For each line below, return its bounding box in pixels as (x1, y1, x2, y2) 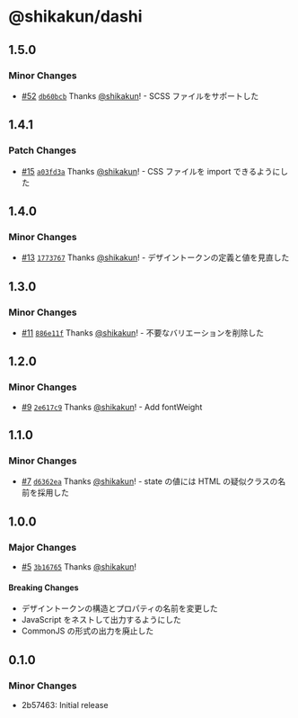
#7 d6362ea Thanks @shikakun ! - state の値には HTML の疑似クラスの (21, 476, 278, 487)
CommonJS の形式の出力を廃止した (21, 625, 154, 636)
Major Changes (8, 541, 77, 553)
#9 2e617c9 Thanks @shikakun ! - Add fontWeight (21, 401, 203, 412)
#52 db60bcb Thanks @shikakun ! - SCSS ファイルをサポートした (21, 90, 259, 101)
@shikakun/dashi (8, 6, 143, 27)
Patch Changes (8, 144, 77, 157)
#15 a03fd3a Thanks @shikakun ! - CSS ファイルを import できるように (21, 166, 281, 176)
